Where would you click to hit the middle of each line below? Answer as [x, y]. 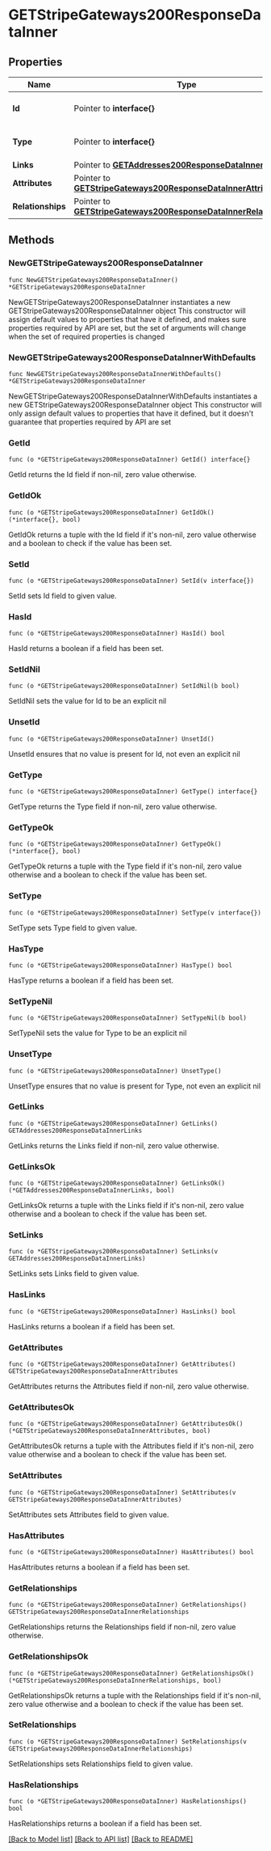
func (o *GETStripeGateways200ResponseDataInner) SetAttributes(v [122, 1492]
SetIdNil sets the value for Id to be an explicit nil [88, 701]
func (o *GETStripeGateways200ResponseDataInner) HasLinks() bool [122, 1312]
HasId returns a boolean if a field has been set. [86, 649]
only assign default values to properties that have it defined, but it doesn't [131, 413]
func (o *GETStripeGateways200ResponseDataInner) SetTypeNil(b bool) [128, 1018]
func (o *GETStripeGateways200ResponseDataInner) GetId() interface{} [129, 460]
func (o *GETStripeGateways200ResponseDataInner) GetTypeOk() [115, 844]
